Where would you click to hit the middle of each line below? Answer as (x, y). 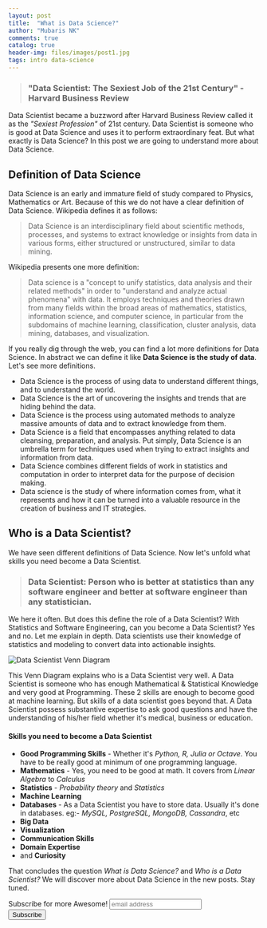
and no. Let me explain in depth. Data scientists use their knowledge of (125, 636)
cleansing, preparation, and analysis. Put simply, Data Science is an (130, 440)
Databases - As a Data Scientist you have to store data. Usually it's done (139, 805)
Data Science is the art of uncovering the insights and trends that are (133, 398)
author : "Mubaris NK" (44, 30)
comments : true (33, 38)
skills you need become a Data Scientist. (75, 561)
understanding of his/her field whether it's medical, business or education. (131, 718)
